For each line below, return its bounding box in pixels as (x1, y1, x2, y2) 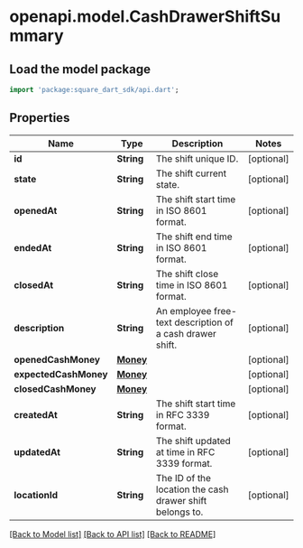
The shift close (156, 267, 219, 280)
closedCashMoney (14, 382, 96, 395)
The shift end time (156, 230, 233, 243)
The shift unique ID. (156, 152, 239, 164)
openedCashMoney (14, 353, 101, 366)
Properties (9, 110, 70, 125)
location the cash (156, 483, 229, 496)
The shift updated (156, 434, 232, 447)
